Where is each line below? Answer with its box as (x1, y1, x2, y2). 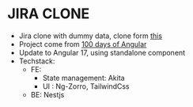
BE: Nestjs (30, 90, 65, 99)
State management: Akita (42, 73, 125, 82)
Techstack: (18, 56, 55, 66)
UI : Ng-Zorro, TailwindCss (42, 81, 130, 91)
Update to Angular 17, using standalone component (18, 48, 186, 57)
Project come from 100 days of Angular (18, 39, 147, 48)
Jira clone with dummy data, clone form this (18, 31, 163, 40)
